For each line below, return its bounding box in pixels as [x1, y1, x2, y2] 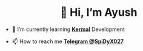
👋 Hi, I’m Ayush [60, 5, 138, 19]
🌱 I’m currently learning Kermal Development [12, 25, 125, 33]
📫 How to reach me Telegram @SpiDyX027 [12, 38, 124, 45]
